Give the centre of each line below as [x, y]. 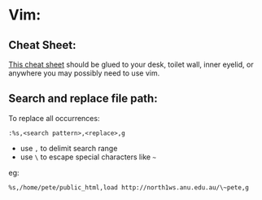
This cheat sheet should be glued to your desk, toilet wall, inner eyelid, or [131, 64]
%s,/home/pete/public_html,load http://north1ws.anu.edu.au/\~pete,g [129, 187]
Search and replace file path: [83, 99]
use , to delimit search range [69, 148]
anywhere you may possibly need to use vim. [84, 73]
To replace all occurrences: [54, 118]
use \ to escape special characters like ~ [88, 157]
